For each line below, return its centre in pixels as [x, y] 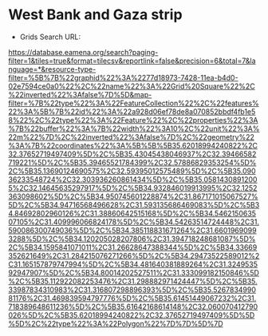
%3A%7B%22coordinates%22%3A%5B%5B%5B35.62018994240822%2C [133, 145]
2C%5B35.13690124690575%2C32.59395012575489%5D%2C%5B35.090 [132, 171]
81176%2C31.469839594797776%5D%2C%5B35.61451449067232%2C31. [132, 298]
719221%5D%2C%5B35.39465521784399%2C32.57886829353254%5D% [132, 162]
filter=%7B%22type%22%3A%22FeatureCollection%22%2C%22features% [134, 103]
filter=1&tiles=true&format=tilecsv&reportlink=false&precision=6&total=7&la [132, 61]
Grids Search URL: [50, 37]
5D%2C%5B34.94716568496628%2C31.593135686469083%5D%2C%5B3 [134, 204]
